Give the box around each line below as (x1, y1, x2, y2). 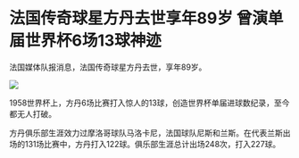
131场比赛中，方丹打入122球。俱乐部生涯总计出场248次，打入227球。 (24, 138, 281, 149)
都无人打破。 (9, 108, 56, 119)
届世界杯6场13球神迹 (9, 30, 162, 51)
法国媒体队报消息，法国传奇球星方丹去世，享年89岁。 (9, 62, 207, 72)
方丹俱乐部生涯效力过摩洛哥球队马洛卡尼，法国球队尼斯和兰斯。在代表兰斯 (9, 127, 283, 138)
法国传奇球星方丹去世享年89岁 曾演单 (9, 8, 284, 29)
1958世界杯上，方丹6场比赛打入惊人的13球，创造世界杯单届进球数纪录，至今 (9, 97, 290, 108)
